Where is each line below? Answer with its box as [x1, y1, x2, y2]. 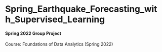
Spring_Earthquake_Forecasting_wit [5, 3, 158, 15]
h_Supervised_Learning [5, 14, 105, 25]
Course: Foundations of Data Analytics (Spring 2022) [5, 41, 114, 47]
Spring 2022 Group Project [5, 30, 62, 36]
